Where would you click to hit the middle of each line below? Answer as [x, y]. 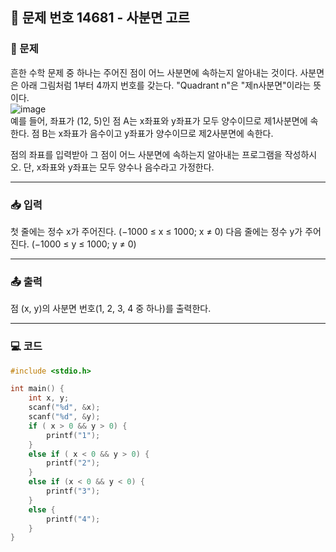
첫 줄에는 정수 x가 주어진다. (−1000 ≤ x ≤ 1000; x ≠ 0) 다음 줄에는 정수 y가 [156, 231]
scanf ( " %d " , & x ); [64, 408]
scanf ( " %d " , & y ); [64, 417]
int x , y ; [49, 398]
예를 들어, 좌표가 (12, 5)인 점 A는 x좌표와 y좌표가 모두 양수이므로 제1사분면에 [159, 120]
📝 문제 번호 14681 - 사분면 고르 [100, 18]
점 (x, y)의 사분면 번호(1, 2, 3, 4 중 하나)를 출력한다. [111, 309]
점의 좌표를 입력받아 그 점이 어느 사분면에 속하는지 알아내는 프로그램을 [146, 154]
